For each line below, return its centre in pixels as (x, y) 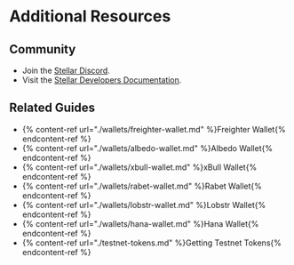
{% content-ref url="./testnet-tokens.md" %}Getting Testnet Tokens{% (151, 243)
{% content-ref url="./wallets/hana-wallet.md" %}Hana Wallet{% (140, 223)
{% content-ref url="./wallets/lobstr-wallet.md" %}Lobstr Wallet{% (144, 205)
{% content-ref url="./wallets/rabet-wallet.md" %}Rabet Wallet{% (142, 186)
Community (43, 49)
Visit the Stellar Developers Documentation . (102, 80)
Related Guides (52, 108)
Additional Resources (90, 16)
